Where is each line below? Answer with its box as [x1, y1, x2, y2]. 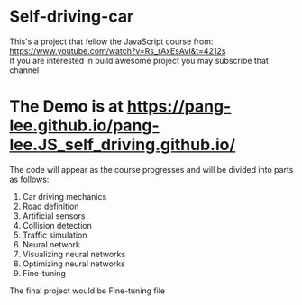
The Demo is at [9, 96, 124, 117]
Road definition [22, 201, 79, 211]
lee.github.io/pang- [9, 115, 160, 136]
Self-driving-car [9, 6, 134, 27]
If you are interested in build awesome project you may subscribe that [9, 55, 269, 66]
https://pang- [126, 96, 232, 117]
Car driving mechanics [22, 191, 107, 202]
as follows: [9, 174, 50, 184]
